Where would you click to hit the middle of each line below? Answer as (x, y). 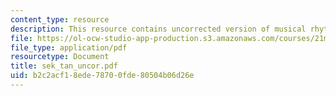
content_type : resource (60, 19)
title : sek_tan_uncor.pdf (64, 66)
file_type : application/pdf (69, 47)
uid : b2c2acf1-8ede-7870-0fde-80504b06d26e (102, 76)
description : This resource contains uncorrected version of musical (158, 29)
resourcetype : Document (60, 57)
